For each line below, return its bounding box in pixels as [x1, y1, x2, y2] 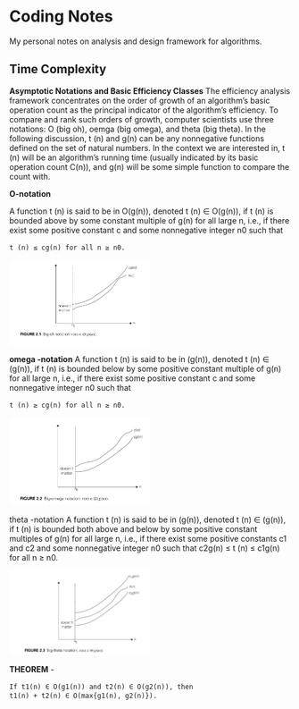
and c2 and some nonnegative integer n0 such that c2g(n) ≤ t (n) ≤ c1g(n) [9, 543, 280, 553]
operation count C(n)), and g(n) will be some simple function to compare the [9, 161, 290, 172]
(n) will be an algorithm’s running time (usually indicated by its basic [9, 152, 259, 163]
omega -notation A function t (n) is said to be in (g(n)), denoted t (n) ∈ [9, 354, 270, 365]
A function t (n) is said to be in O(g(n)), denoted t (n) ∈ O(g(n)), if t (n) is [9, 206, 274, 216]
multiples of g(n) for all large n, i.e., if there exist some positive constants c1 [9, 534, 287, 544]
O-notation [9, 188, 52, 198]
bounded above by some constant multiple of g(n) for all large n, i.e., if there [9, 215, 290, 225]
